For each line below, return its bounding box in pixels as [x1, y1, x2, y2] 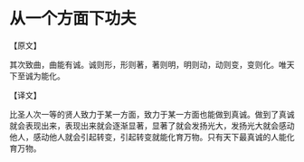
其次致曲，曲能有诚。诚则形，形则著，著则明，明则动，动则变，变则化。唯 [9, 59, 287, 70]
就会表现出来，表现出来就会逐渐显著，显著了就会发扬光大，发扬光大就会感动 [9, 119, 295, 131]
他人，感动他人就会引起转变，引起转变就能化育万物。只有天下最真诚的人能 [9, 131, 287, 142]
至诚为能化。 [16, 70, 65, 81]
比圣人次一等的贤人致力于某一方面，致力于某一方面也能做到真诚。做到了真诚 [9, 109, 295, 119]
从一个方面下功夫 [9, 8, 138, 29]
